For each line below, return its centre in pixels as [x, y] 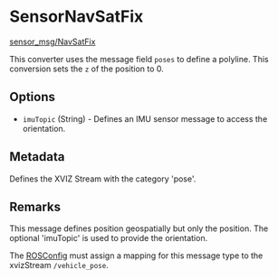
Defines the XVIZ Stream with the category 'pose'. [103, 179]
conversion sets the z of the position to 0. [87, 69]
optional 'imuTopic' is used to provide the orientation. [109, 238]
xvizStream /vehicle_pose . [59, 265]
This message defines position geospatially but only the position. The [139, 228]
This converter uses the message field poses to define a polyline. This [139, 59]
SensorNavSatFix [77, 17]
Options [33, 97]
